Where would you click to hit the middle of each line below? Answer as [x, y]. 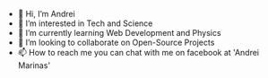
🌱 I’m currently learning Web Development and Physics [119, 33]
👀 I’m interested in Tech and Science [85, 23]
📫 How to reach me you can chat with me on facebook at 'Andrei [138, 52]
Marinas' [34, 65]
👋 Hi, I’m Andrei [47, 14]
